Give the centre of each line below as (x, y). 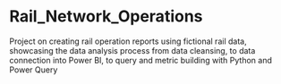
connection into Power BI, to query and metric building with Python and (141, 60)
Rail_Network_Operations (106, 17)
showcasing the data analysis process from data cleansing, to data (132, 50)
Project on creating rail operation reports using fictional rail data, (128, 41)
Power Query (34, 70)
